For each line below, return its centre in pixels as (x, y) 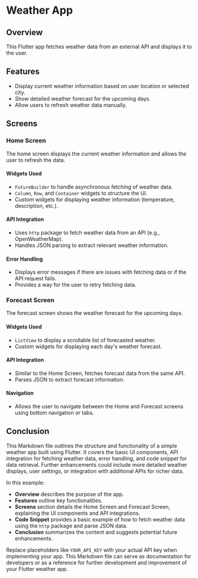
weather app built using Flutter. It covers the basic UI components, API (92, 452)
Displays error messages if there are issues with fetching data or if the (100, 272)
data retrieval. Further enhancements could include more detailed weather (97, 464)
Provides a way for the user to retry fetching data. (75, 285)
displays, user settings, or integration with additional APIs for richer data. (95, 471)
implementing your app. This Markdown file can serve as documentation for (99, 556)
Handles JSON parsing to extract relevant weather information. (92, 245)
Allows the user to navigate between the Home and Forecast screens (99, 407)
